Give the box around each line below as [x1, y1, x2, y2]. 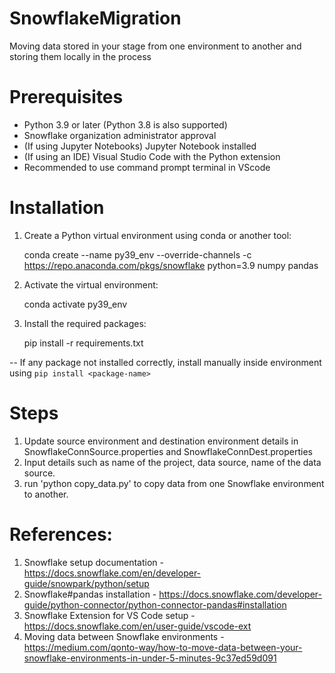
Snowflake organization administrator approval [23, 129, 217, 141]
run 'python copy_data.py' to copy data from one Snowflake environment [23, 477, 325, 489]
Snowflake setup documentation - [23, 556, 164, 568]
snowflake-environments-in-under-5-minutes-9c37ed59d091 [23, 652, 277, 664]
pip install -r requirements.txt [23, 337, 144, 349]
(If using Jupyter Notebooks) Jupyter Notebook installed [23, 140, 257, 152]
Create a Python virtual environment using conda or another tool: [23, 229, 292, 241]
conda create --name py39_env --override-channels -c [23, 248, 252, 261]
